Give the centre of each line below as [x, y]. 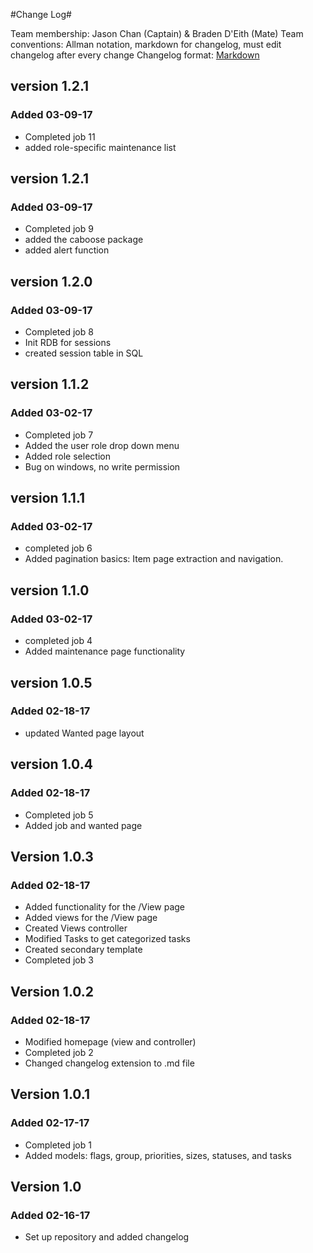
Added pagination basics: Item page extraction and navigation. [154, 559]
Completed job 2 [59, 1052]
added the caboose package [84, 240]
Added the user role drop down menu [102, 445]
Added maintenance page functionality [105, 651]
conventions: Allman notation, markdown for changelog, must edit [146, 44]
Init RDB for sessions [68, 343]
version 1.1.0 [50, 590]
